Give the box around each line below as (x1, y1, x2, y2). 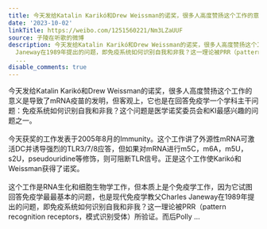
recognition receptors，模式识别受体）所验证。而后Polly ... (8, 212, 200, 221)
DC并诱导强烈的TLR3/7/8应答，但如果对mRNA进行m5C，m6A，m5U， (14, 143, 248, 153)
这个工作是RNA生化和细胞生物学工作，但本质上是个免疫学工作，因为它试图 (8, 181, 253, 191)
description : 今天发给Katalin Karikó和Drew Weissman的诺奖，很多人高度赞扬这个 (8, 41, 257, 49)
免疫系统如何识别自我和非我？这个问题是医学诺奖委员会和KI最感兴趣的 (21, 105, 252, 115)
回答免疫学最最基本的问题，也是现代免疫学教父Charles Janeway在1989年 (8, 192, 248, 201)
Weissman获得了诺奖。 (8, 163, 84, 173)
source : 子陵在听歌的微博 (8, 33, 85, 42)
